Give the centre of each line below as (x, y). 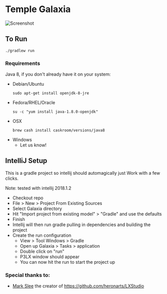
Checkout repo (28, 198)
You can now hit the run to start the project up (67, 262)
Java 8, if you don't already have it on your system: (58, 75)
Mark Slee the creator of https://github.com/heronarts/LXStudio (78, 286)
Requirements (23, 63)
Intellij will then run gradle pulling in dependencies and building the (81, 225)
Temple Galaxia (38, 9)
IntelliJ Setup (26, 161)
